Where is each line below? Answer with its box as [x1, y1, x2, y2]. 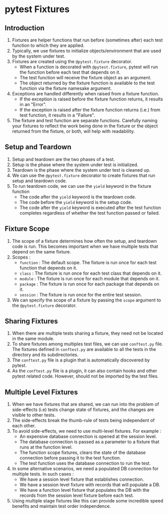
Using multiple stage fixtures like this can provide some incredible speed [12, 498, 163, 504]
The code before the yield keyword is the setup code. [19, 199, 132, 205]
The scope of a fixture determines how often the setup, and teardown [12, 238, 157, 244]
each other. [12, 423, 36, 429]
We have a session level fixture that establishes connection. [19, 476, 144, 483]
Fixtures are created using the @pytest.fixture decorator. [12, 59, 132, 64]
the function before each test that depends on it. [19, 69, 121, 75]
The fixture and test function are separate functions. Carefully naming [12, 118, 157, 123]
